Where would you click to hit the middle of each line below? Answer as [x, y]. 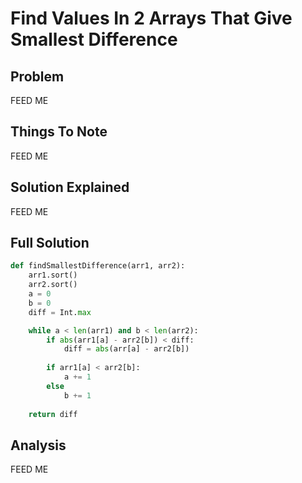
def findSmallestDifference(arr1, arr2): [98, 266]
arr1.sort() [53, 275]
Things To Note [59, 132]
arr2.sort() [53, 285]
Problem [37, 76]
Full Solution [50, 243]
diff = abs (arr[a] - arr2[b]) [126, 349]
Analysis [38, 445]
